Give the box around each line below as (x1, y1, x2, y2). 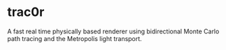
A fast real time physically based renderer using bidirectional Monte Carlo (7, 27, 220, 35)
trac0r (7, 4, 45, 20)
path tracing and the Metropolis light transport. (7, 34, 142, 42)
